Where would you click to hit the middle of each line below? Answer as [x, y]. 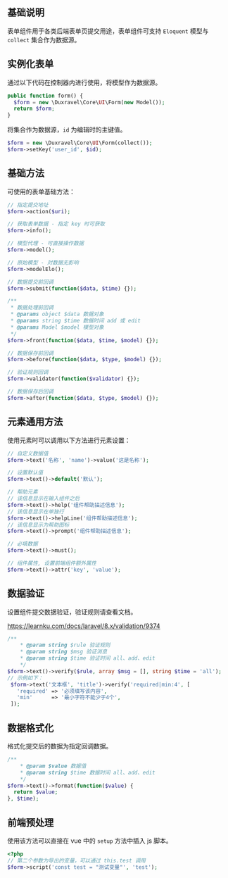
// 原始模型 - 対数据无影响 [43, 263]
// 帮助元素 [23, 492]
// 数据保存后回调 [31, 392]
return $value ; [36, 792]
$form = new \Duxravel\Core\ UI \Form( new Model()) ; [89, 102]
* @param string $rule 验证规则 [65, 645]
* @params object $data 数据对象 [57, 314]
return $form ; [34, 109]
